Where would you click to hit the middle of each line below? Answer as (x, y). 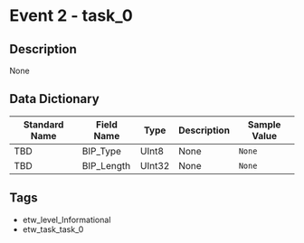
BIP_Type (102, 151)
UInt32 (155, 165)
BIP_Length (106, 165)
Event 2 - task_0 (71, 16)
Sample (264, 125)
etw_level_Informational (66, 220)
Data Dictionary (54, 99)
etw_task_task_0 (53, 229)
